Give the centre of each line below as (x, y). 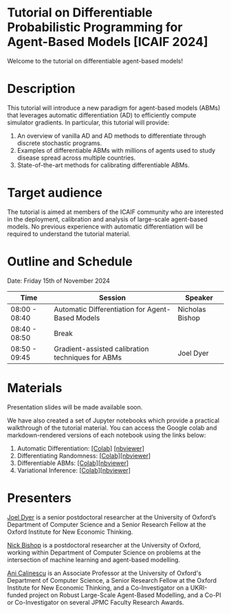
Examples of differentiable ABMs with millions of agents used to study (116, 150)
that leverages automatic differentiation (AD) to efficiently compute (102, 115)
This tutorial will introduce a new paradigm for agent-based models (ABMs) (114, 107)
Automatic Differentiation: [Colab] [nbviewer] (80, 448)
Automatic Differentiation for (100, 309)
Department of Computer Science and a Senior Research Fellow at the (107, 524)
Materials (35, 388)
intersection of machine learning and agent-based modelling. (94, 559)
